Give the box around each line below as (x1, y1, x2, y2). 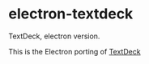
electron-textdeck (8, 5, 134, 23)
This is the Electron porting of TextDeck (8, 46, 141, 56)
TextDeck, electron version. (8, 31, 100, 41)
